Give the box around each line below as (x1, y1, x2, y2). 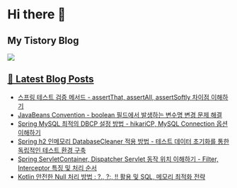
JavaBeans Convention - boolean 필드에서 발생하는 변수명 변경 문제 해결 (17, 110, 223, 119)
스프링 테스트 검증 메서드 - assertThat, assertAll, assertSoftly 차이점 (17, 93, 210, 101)
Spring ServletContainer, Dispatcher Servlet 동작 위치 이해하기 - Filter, (17, 155, 219, 163)
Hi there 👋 (7, 6, 66, 23)
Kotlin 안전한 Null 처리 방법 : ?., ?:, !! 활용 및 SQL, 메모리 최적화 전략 (17, 172, 206, 181)
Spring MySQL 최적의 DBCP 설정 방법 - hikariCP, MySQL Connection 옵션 (17, 119, 229, 128)
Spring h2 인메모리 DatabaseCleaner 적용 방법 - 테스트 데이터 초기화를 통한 (17, 137, 230, 146)
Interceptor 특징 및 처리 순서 (17, 163, 98, 172)
